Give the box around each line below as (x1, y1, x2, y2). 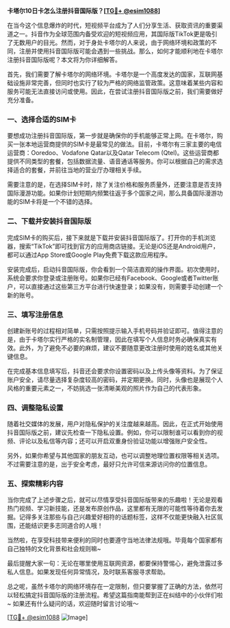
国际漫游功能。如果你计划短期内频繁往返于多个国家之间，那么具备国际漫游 (7, 189, 217, 198)
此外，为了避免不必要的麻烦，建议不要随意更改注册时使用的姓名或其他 (18, 343, 217, 352)
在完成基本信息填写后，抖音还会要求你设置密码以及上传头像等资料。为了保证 (7, 367, 223, 375)
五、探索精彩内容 (7, 479, 64, 489)
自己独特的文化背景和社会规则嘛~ (7, 545, 101, 553)
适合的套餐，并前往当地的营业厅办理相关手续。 (12, 166, 145, 174)
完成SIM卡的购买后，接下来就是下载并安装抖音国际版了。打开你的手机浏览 (7, 233, 216, 242)
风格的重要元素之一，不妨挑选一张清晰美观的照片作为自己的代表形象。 (7, 384, 205, 392)
